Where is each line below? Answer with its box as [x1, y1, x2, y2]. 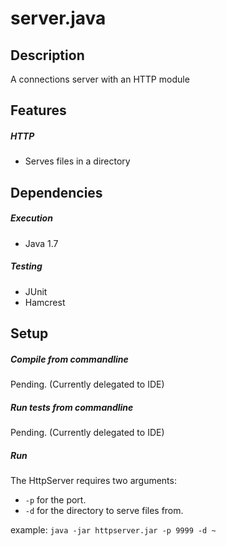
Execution [10, 212, 53, 224]
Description [10, 47, 85, 64]
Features [10, 102, 67, 119]
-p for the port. [24, 493, 87, 506]
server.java [10, 7, 107, 30]
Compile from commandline [10, 353, 129, 365]
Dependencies [10, 184, 103, 201]
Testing [10, 260, 43, 272]
